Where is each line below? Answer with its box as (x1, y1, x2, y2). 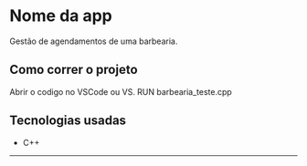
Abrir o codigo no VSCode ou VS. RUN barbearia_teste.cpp (9, 86, 233, 97)
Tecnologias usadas (9, 113, 126, 129)
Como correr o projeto (9, 62, 139, 78)
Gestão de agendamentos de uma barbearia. (9, 36, 178, 47)
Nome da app (9, 5, 112, 26)
